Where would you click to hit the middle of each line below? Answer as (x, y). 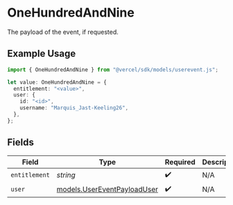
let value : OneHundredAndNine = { (57, 82)
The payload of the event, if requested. (63, 32)
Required (180, 162)
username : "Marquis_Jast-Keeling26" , (74, 108)
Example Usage (42, 54)
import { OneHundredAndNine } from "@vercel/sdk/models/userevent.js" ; (113, 70)
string (66, 175)
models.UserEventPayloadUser (107, 190)
